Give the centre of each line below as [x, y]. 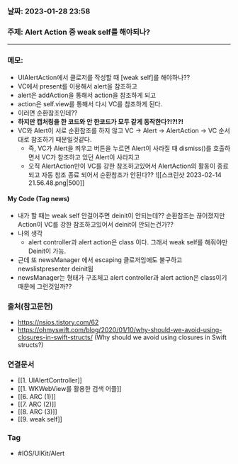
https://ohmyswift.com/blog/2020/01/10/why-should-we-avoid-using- [120, 330]
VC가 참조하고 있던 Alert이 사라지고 [91, 157]
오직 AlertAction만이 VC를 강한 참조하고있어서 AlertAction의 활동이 [122, 166]
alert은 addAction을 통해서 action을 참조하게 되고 [87, 95]
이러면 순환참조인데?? [47, 113]
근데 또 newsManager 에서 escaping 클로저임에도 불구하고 [100, 259]
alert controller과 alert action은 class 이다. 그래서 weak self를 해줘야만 [128, 242]
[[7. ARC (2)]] [37, 404]
